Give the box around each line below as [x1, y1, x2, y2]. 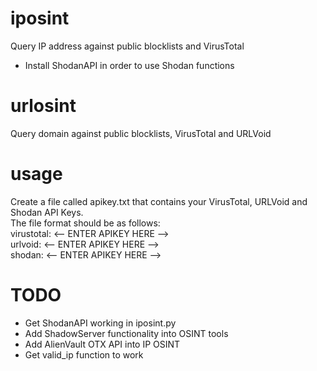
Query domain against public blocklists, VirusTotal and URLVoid [10, 127, 272, 139]
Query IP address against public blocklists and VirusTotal [10, 40, 245, 52]
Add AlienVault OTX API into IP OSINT [24, 338, 181, 350]
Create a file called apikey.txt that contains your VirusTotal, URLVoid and [10, 195, 308, 207]
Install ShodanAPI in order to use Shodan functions [24, 59, 235, 71]
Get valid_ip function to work [24, 348, 144, 361]
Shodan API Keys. [10, 206, 84, 218]
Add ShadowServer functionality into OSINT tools [24, 327, 229, 339]
